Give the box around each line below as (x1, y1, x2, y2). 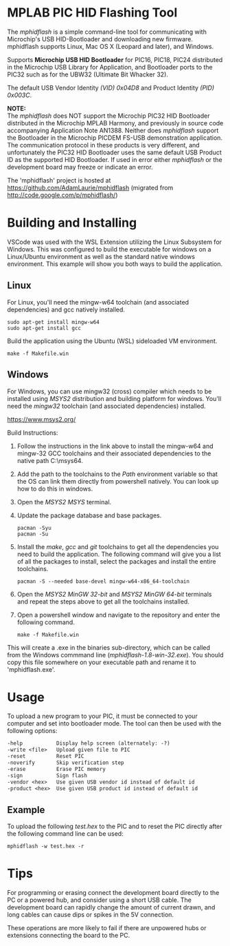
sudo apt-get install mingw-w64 (7, 318, 100, 325)
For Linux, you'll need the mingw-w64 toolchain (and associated (7, 298, 189, 306)
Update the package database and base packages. (16, 511, 162, 520)
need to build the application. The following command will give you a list (16, 550, 221, 558)
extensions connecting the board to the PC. (7, 932, 130, 940)
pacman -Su (16, 531, 49, 537)
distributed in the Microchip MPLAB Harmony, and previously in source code (7, 119, 224, 127)
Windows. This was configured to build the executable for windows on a (7, 245, 211, 253)
